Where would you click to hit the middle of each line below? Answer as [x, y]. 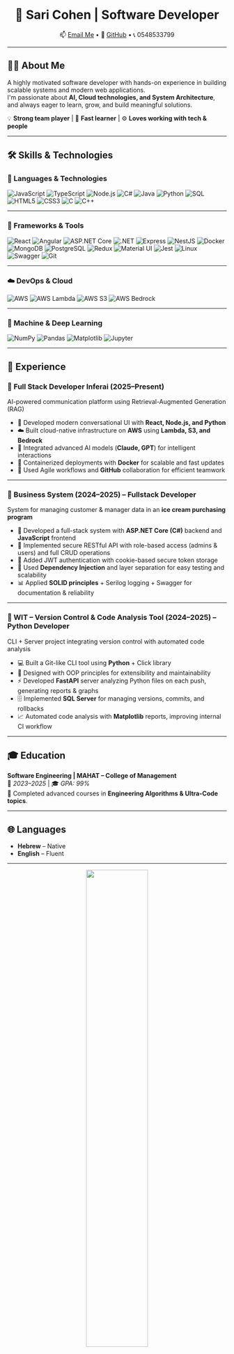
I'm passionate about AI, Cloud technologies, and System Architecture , [111, 97]
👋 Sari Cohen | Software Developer [117, 15]
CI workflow [34, 726]
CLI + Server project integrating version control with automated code [106, 641]
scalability [32, 575]
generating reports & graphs [58, 690]
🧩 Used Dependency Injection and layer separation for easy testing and [121, 568]
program [20, 517]
